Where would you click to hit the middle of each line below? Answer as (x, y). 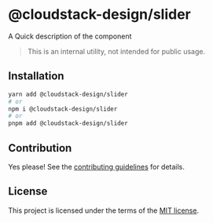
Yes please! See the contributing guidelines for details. (96, 166)
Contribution (40, 148)
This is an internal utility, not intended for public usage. (116, 51)
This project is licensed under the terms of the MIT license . (103, 210)
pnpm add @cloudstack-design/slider (68, 123)
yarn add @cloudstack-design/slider (68, 94)
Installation (36, 76)
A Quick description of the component (70, 36)
